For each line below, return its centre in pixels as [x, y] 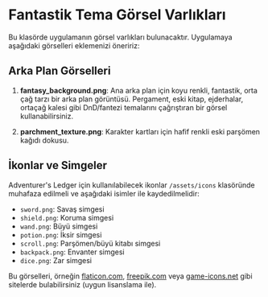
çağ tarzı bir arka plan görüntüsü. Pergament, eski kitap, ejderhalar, [132, 99]
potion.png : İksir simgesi [61, 234]
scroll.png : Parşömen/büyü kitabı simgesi [90, 243]
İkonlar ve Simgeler [58, 165]
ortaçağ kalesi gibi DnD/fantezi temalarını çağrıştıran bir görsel [124, 107]
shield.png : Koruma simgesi [67, 217]
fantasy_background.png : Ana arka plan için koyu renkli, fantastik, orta [138, 90]
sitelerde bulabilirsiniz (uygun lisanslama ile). [82, 284]
